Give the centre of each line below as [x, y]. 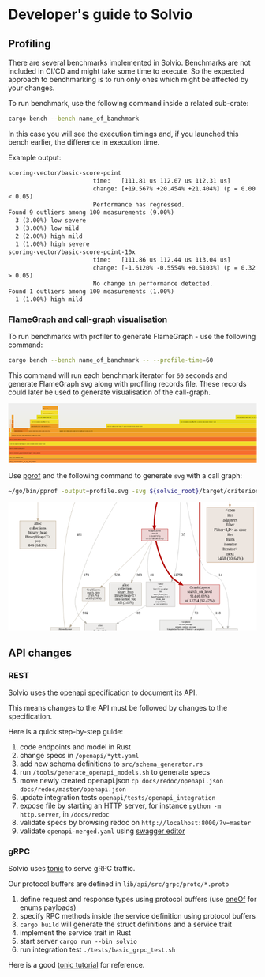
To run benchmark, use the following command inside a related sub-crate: [129, 103]
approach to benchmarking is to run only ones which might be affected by [129, 79]
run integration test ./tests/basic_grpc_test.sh [97, 949]
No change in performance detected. [153, 283]
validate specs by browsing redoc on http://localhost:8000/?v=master [135, 822]
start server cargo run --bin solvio [78, 941]
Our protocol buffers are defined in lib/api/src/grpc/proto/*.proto [119, 884]
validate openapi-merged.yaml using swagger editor [102, 831]
